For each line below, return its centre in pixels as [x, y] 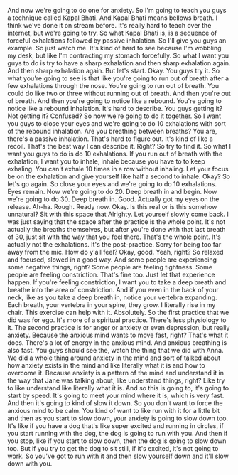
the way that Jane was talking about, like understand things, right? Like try [116, 380]
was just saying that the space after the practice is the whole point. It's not [117, 222]
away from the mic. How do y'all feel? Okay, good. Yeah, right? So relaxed [115, 252]
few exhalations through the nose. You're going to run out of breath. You [113, 86]
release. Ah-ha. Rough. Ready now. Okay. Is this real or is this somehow [112, 207]
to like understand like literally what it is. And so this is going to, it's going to [118, 388]
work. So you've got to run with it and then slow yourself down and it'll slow [118, 456]
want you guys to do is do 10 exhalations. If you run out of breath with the [115, 154]
